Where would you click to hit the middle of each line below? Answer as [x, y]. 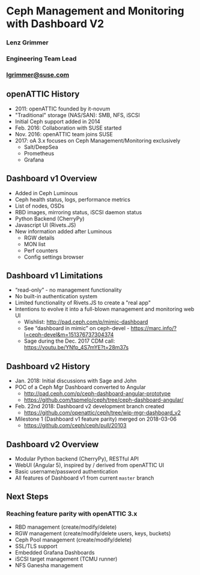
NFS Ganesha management [49, 565]
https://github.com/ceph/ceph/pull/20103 [75, 426]
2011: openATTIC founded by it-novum [62, 109]
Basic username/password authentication [66, 472]
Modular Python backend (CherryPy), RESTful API [77, 459]
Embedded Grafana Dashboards [55, 552]
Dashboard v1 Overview [52, 179]
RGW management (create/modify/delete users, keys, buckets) [93, 533]
